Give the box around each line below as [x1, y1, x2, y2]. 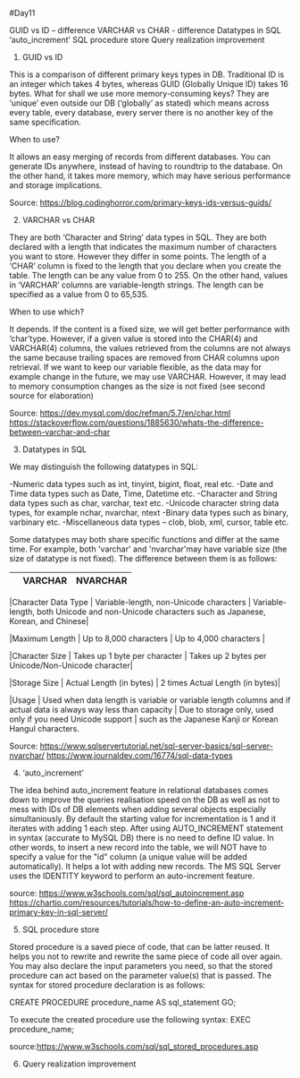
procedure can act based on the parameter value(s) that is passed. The [9, 971, 272, 980]
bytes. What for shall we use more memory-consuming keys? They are [9, 89, 270, 98]
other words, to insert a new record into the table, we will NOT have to [9, 842, 267, 852]
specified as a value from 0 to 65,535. [9, 289, 149, 299]
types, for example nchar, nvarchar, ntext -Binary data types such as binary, [9, 508, 288, 518]
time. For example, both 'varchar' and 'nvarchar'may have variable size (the [9, 543, 287, 554]
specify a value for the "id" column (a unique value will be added [9, 851, 247, 862]
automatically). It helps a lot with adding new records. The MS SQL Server [9, 861, 281, 871]
